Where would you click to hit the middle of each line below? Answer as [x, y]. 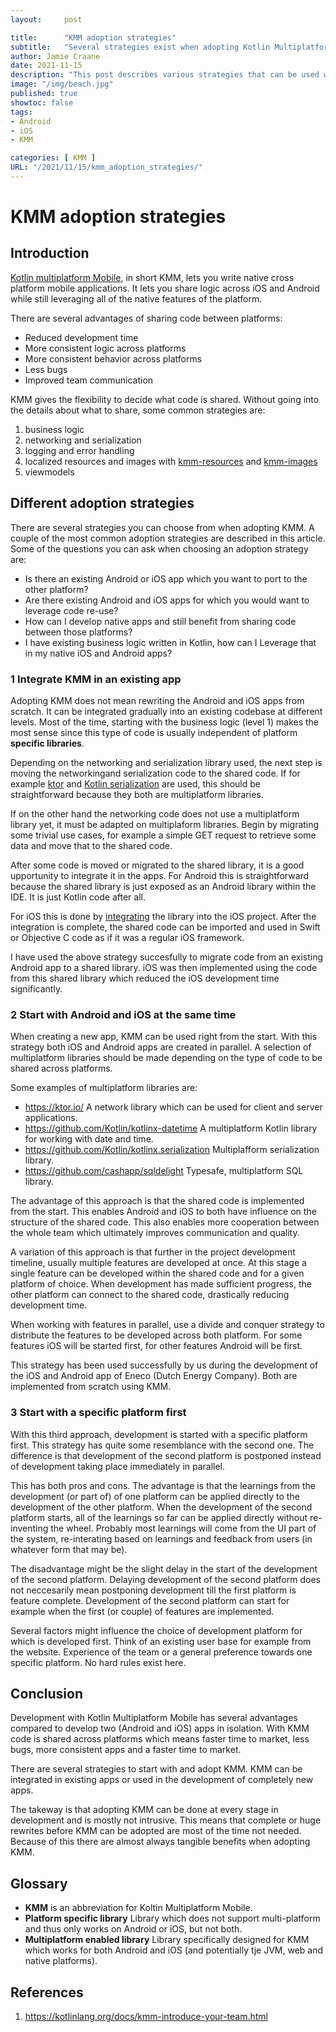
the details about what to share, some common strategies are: [138, 410]
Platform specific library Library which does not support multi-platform [172, 1918]
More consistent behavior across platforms [113, 358]
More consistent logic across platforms [105, 348]
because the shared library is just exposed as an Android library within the [163, 886]
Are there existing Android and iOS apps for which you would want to [167, 600]
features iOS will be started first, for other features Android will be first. [156, 1346]
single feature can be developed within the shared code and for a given [157, 1273]
